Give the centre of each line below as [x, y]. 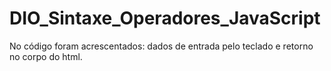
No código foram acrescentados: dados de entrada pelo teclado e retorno [161, 46]
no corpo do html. [46, 56]
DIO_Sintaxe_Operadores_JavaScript [165, 18]
